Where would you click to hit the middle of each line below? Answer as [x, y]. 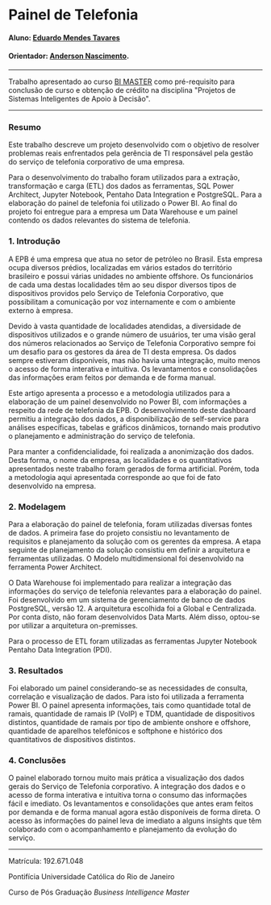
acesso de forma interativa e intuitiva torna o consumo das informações [128, 795]
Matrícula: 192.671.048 [46, 861]
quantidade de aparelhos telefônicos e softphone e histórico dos [116, 731]
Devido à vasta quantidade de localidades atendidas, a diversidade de [125, 326]
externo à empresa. [41, 310]
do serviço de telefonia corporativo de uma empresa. [97, 162]
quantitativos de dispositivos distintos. [72, 740]
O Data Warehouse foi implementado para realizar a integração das [120, 582]
